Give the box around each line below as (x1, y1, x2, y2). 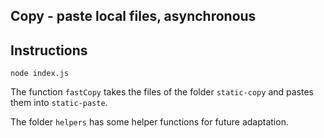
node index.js (10, 69, 70, 79)
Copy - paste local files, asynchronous (10, 8, 257, 25)
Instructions (10, 42, 88, 59)
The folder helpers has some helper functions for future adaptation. (10, 116, 289, 128)
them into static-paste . (10, 97, 108, 109)
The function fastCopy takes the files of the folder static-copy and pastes (10, 86, 314, 98)
